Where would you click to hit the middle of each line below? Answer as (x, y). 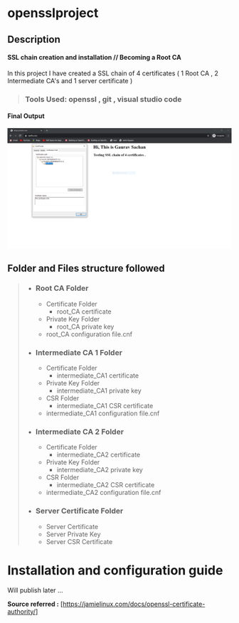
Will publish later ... (35, 590)
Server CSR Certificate (79, 541)
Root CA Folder (62, 288)
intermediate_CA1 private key (99, 391)
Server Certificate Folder (79, 511)
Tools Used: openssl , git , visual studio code (103, 99)
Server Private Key (73, 534)
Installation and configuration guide (115, 570)
